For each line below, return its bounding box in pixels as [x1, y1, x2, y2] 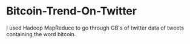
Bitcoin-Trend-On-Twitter [6, 4, 137, 18]
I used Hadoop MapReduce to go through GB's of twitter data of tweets [6, 24, 185, 31]
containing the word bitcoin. [6, 30, 76, 37]
